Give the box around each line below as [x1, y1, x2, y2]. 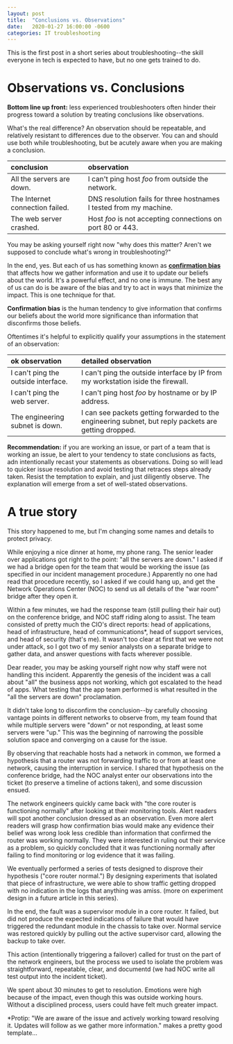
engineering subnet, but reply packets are [80, 417, 217, 427]
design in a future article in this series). [7, 894, 119, 902]
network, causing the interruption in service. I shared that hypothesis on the [7, 764, 224, 772]
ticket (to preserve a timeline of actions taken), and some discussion [7, 778, 202, 787]
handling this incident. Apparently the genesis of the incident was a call [7, 671, 212, 679]
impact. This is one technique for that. [7, 291, 116, 299]
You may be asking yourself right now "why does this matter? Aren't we [7, 241, 212, 249]
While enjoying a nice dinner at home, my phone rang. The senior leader [7, 548, 214, 556]
